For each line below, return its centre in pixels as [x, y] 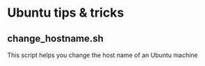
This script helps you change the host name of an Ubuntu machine [102, 55]
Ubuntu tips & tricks [66, 13]
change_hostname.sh [56, 39]
